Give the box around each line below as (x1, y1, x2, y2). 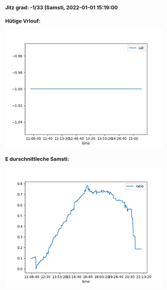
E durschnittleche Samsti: (5, 156, 69, 163)
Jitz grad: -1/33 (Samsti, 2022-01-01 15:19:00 (5, 4, 118, 11)
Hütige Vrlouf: (5, 17, 41, 24)
